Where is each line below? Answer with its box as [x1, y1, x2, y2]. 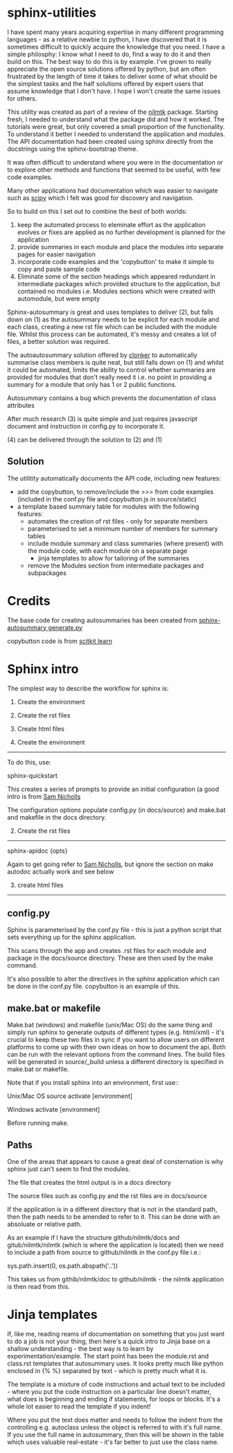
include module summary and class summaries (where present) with [27, 539, 223, 547]
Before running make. [7, 1119, 69, 1127]
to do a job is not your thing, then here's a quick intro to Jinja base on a [7, 1337, 210, 1345]
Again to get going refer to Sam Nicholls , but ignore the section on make [7, 860, 214, 868]
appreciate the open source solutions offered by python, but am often [7, 65, 206, 73]
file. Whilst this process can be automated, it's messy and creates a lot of [7, 330, 217, 338]
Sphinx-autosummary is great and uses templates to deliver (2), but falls [7, 308, 214, 316]
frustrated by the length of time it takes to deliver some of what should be [7, 72, 218, 81]
